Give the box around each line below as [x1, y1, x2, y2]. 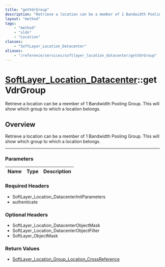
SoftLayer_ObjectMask [12, 233, 58, 239]
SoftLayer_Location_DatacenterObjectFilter [12, 228, 100, 234]
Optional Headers [5, 211, 48, 218]
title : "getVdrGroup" [5, 7, 50, 12]
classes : [5, 39, 23, 44]
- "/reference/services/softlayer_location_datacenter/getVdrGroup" [14, 53, 157, 58]
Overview [5, 120, 36, 128]
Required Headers [5, 182, 49, 189]
